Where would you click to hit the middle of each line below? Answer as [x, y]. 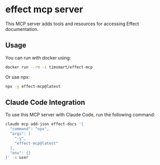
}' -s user [17, 158]
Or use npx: [17, 77]
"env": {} [20, 153]
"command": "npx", [30, 129]
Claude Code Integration [45, 102]
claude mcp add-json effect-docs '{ [44, 124]
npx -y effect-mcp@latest [33, 86]
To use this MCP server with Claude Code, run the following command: [80, 115]
